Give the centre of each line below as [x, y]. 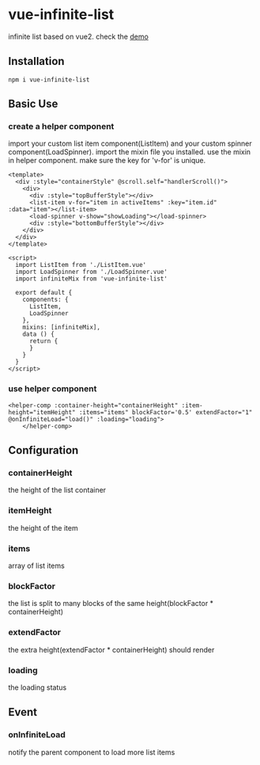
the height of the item [43, 527]
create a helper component [61, 127]
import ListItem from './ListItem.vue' [81, 265]
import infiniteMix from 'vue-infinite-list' [92, 279]
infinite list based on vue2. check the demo [78, 36]
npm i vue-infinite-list [49, 80]
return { [43, 341]
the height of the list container [57, 490]
